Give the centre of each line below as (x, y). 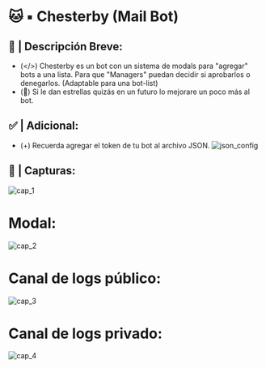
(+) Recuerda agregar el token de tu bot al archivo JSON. (115, 145)
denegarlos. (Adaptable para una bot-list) (89, 83)
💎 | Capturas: (42, 171)
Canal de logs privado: (86, 334)
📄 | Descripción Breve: (65, 47)
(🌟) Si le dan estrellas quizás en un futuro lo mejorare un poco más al (135, 92)
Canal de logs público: (85, 278)
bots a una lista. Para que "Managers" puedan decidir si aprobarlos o (135, 75)
